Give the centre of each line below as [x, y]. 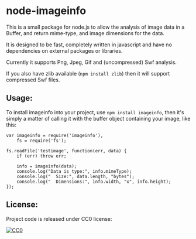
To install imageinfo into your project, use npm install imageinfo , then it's [95, 112]
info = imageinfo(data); [47, 166]
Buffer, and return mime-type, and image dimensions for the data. [85, 33]
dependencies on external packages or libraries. [64, 50]
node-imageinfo [46, 11]
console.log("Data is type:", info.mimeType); [74, 171]
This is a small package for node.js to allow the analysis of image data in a [95, 27]
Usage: [20, 98]
